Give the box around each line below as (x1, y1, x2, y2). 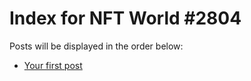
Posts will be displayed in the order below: (9, 40, 184, 52)
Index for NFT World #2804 (9, 7, 242, 30)
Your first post (23, 59, 83, 71)
